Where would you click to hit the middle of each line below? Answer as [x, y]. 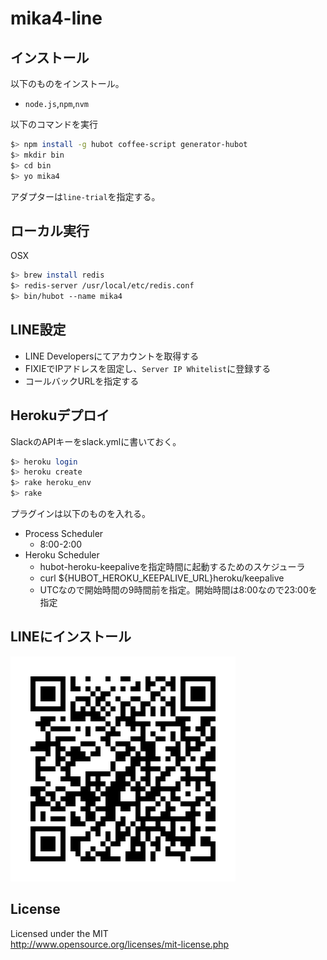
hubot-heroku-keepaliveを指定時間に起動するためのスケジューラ [172, 567]
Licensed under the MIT [59, 933]
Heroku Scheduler [62, 555]
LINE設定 [38, 330]
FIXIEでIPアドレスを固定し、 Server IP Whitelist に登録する [148, 368]
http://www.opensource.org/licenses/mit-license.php [120, 944]
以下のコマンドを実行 [54, 124]
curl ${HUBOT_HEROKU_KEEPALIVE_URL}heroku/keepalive [162, 578]
